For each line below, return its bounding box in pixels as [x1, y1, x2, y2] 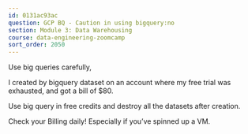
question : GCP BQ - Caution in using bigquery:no [8, 19, 175, 27]
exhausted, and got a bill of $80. [8, 86, 114, 95]
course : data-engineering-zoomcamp [8, 33, 126, 42]
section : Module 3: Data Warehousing [8, 26, 133, 34]
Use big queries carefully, [8, 62, 92, 72]
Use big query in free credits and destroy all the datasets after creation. [8, 102, 241, 111]
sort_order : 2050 [8, 41, 66, 49]
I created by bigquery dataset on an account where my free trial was [8, 78, 231, 87]
